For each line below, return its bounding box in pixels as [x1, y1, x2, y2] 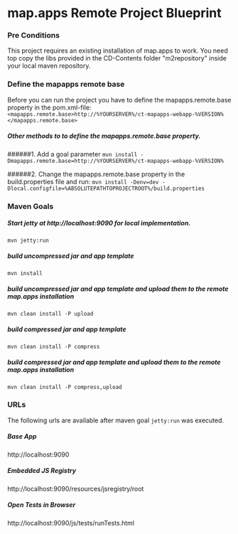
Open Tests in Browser [7, 501, 76, 509]
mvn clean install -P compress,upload [7, 383, 122, 390]
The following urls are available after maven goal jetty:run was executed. [7, 416, 225, 424]
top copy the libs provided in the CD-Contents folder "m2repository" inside [7, 54, 227, 63]
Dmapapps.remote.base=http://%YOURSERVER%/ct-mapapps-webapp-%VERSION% [7, 157, 224, 164]
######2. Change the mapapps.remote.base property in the [7, 169, 185, 178]
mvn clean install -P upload [7, 310, 94, 317]
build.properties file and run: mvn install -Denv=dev [7, 177, 159, 186]
